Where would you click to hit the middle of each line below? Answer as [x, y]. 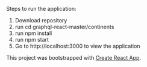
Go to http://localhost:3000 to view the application [77, 46]
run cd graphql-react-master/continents [64, 27]
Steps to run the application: [41, 9]
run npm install [33, 33]
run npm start [32, 40]
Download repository [41, 20]
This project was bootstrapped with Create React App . [74, 58]
